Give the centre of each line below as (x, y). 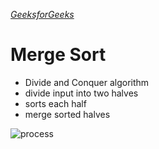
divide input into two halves (81, 93)
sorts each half (55, 103)
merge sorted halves (67, 114)
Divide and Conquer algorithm (87, 82)
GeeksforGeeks (42, 14)
